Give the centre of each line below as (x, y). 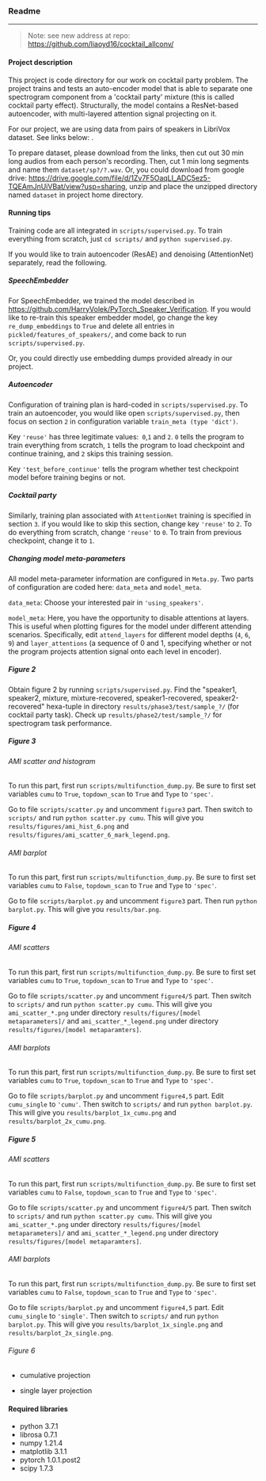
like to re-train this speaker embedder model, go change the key (113, 317)
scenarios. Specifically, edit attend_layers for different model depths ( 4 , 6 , (129, 634)
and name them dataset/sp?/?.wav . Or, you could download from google (126, 169)
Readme (25, 11)
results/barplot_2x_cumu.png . (57, 1121)
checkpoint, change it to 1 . (51, 541)
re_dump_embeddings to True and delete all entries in (91, 325)
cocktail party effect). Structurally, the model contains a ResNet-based (123, 105)
